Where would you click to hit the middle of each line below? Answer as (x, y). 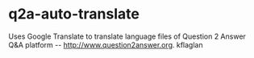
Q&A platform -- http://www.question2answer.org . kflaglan (106, 44)
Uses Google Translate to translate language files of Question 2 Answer (127, 36)
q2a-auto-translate (74, 14)
